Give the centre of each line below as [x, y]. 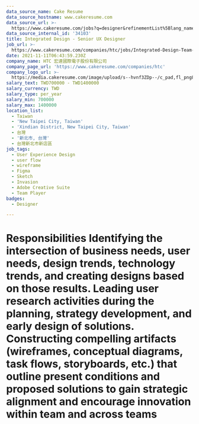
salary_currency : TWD [33, 89]
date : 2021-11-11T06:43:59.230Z [46, 56]
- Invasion [25, 182]
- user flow [26, 160]
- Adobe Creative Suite [41, 187]
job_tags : [18, 149]
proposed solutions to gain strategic [97, 389]
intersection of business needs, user [98, 251]
